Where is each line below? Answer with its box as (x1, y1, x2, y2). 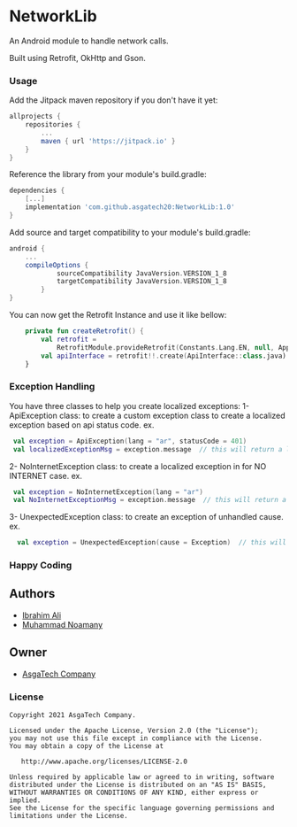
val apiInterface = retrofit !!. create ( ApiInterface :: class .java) (41, 352, 287, 360)
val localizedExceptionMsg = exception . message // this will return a (12, 444, 283, 453)
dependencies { (9, 186, 65, 196)
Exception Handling (9, 381, 95, 393)
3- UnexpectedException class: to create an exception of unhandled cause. (9, 512, 285, 522)
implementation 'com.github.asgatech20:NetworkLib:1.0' (25, 203, 236, 212)
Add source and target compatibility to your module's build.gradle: (9, 227, 251, 237)
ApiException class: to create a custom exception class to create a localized (9, 410, 286, 421)
